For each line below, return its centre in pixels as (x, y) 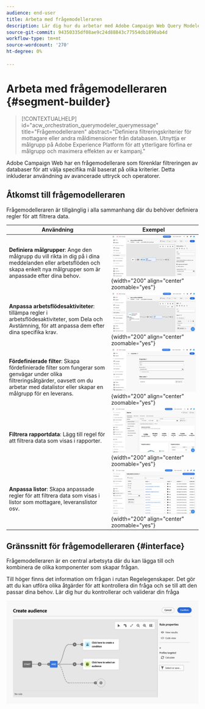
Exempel (154, 230)
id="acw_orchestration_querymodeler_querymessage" (90, 125)
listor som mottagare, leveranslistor (53, 502)
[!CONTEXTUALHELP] (49, 118)
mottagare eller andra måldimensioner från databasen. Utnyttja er (104, 138)
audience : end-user (31, 13)
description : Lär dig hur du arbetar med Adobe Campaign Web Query (94, 26)
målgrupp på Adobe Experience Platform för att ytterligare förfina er (106, 144)
